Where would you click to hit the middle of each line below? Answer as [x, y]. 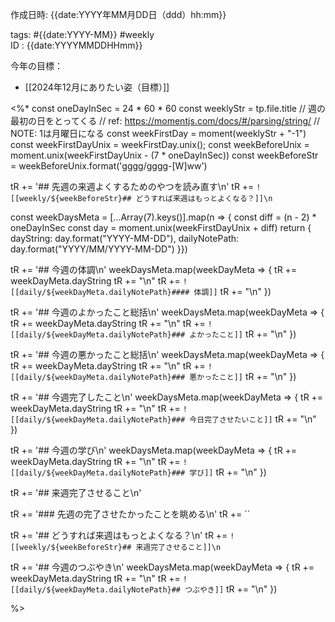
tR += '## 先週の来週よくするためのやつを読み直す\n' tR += [132, 186]
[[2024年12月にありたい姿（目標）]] [97, 87]
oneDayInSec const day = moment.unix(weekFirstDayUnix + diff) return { [161, 227]
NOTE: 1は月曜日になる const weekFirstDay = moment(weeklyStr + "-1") [158, 133]
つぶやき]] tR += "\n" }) [231, 589]
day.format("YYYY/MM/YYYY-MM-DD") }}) [99, 249]
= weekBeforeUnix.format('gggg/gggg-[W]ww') [109, 166]
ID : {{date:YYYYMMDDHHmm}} [76, 45]
